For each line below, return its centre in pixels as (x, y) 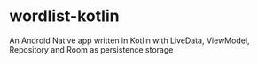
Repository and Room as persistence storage (91, 49)
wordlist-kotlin (64, 16)
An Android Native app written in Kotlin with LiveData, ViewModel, (129, 40)
